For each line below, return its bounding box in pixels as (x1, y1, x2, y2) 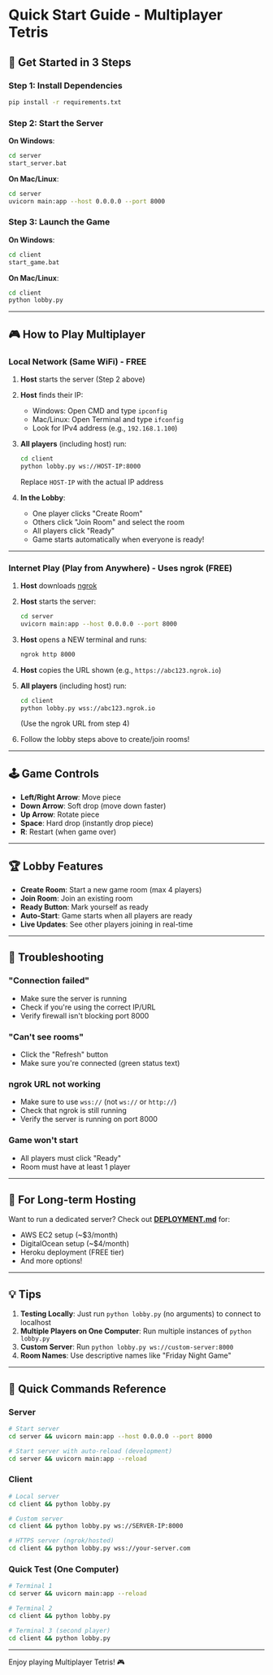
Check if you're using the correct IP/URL (19, 1002, 156, 1012)
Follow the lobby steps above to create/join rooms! (19, 735, 190, 744)
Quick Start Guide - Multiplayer (8, 6, 223, 24)
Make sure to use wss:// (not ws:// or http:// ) (19, 1097, 177, 1107)
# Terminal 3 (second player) (8, 1626, 111, 1634)
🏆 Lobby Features (8, 859, 104, 873)
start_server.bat (8, 159, 67, 168)
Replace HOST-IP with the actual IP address (19, 477, 164, 486)
